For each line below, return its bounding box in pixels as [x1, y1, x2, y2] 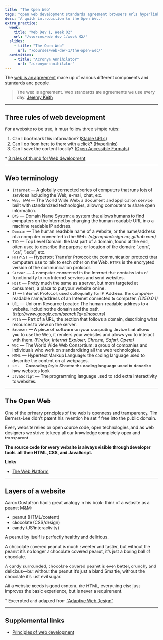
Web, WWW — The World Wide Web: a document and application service [12, 197, 153, 203]
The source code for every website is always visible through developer [5, 444, 151, 450]
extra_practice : [5, 20, 38, 26]
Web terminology [5, 174, 59, 183]
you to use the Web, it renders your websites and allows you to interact [12, 331, 154, 337]
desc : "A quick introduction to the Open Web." [5, 16, 103, 21]
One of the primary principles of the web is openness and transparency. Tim [5, 410, 158, 416]
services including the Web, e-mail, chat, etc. [12, 192, 103, 198]
